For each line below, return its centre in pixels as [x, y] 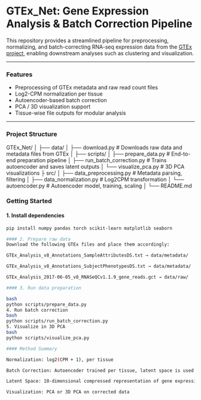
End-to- [181, 154]
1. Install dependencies [35, 216]
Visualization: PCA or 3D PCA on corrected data [68, 392]
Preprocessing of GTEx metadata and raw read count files [86, 88]
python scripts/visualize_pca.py [48, 338]
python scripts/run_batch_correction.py [57, 321]
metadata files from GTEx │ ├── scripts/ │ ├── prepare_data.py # [88, 154]
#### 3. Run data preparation [44, 288]
